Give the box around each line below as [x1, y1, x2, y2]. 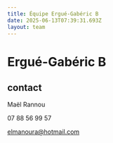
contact [7, 82, 42, 94]
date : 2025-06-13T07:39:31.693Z [7, 17, 102, 24]
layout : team [7, 23, 46, 30]
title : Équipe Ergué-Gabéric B [7, 10, 99, 18]
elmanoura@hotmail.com [7, 128, 80, 136]
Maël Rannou [7, 100, 46, 109]
